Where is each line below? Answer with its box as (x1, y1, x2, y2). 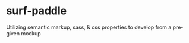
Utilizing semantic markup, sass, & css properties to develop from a (6, 24, 172, 31)
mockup (20, 29, 42, 37)
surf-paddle (6, 4, 67, 18)
